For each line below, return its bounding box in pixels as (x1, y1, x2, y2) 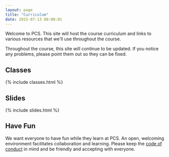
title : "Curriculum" (5, 12, 49, 17)
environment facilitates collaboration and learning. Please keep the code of (5, 140, 162, 146)
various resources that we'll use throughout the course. (5, 36, 121, 42)
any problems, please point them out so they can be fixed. (5, 51, 127, 57)
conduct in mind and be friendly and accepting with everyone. (5, 146, 136, 152)
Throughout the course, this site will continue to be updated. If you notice (5, 46, 159, 52)
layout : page (5, 7, 33, 13)
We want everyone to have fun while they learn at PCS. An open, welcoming (5, 135, 164, 141)
